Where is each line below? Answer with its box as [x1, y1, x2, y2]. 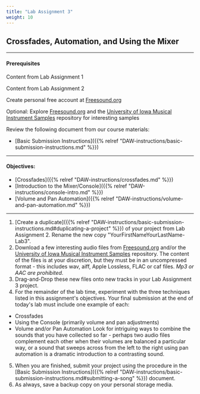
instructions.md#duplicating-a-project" [14, 225, 111, 232]
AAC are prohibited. [14, 269, 64, 276]
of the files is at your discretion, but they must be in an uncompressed [14, 256, 187, 263]
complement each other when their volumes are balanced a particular [14, 337, 186, 345]
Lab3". [14, 237, 32, 244]
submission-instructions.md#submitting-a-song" [14, 374, 135, 381]
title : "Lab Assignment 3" [6, 8, 73, 15]
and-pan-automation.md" [14, 201, 78, 209]
